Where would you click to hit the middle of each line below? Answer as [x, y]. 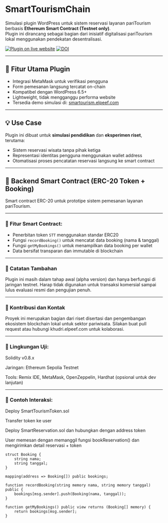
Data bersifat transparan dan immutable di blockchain [68, 251]
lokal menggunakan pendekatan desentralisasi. [54, 39]
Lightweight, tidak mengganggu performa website [64, 97]
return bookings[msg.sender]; [46, 511]
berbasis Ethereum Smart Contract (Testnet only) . [58, 28]
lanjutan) [14, 382]
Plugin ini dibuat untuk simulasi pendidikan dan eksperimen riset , [74, 135]
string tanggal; [31, 463]
